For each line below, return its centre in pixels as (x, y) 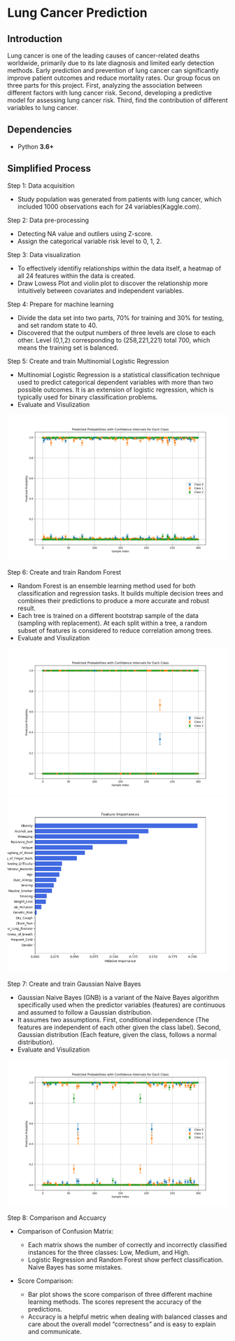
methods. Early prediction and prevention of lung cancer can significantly (113, 70)
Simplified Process (49, 169)
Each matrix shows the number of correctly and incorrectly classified (127, 1244)
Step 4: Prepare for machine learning (60, 304)
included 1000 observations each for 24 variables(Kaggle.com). (109, 206)
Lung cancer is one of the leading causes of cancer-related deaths (104, 55)
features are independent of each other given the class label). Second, (119, 1027)
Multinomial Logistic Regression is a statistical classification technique (119, 374)
